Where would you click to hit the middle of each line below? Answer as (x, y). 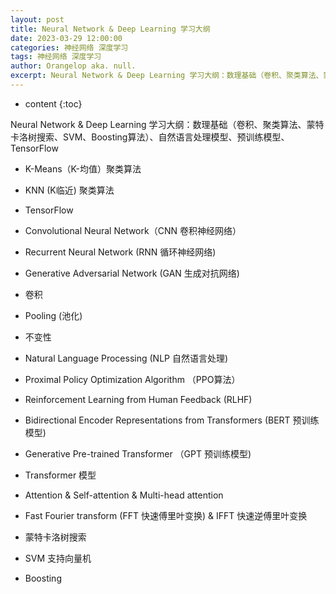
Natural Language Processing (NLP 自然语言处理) (126, 358)
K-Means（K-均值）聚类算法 (83, 168)
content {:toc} (53, 103)
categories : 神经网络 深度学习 (69, 47)
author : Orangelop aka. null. (73, 66)
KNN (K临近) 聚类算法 (69, 190)
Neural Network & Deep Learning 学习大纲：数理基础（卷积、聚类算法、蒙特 (167, 124)
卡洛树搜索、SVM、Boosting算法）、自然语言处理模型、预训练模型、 (150, 137)
